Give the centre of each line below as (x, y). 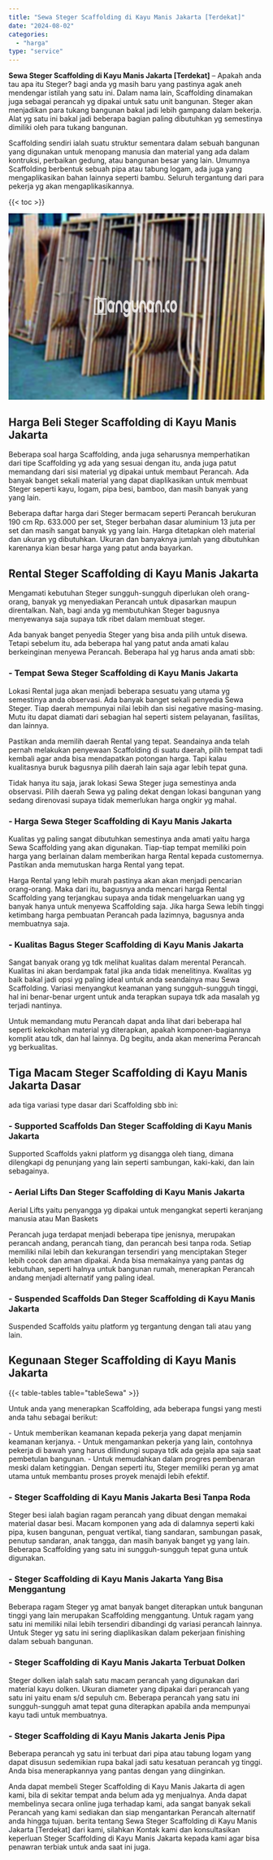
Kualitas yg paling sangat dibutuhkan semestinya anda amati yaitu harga (129, 839)
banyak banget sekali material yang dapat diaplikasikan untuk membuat (128, 480)
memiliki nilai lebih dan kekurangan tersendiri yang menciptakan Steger (128, 1251)
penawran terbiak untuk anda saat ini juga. (80, 1847)
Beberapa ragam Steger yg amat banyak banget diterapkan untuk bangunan (136, 1607)
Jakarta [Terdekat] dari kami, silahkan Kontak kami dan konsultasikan (124, 1829)
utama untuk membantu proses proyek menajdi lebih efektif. (109, 1476)
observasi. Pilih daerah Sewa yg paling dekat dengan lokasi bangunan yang (135, 791)
